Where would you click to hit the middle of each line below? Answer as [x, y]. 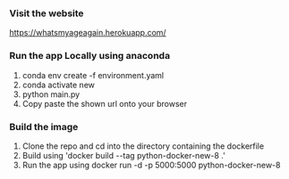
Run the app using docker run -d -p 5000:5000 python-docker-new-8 [151, 165]
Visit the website [47, 13]
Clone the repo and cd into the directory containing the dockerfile [143, 146]
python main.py [51, 94]
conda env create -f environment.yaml [93, 75]
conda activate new [59, 85]
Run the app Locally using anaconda [90, 56]
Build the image [44, 126]
